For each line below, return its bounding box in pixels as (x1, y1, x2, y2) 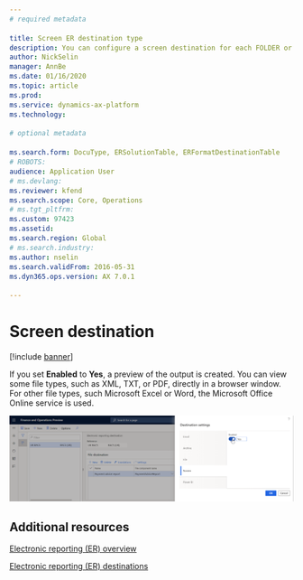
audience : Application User (9, 167, 115, 176)
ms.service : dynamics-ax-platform (9, 100, 140, 109)
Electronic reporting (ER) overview (9, 543, 137, 554)
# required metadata (9, 14, 87, 23)
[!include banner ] (9, 351, 74, 362)
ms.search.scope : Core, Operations (9, 195, 143, 205)
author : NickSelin (9, 52, 78, 62)
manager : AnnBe (9, 62, 67, 71)
